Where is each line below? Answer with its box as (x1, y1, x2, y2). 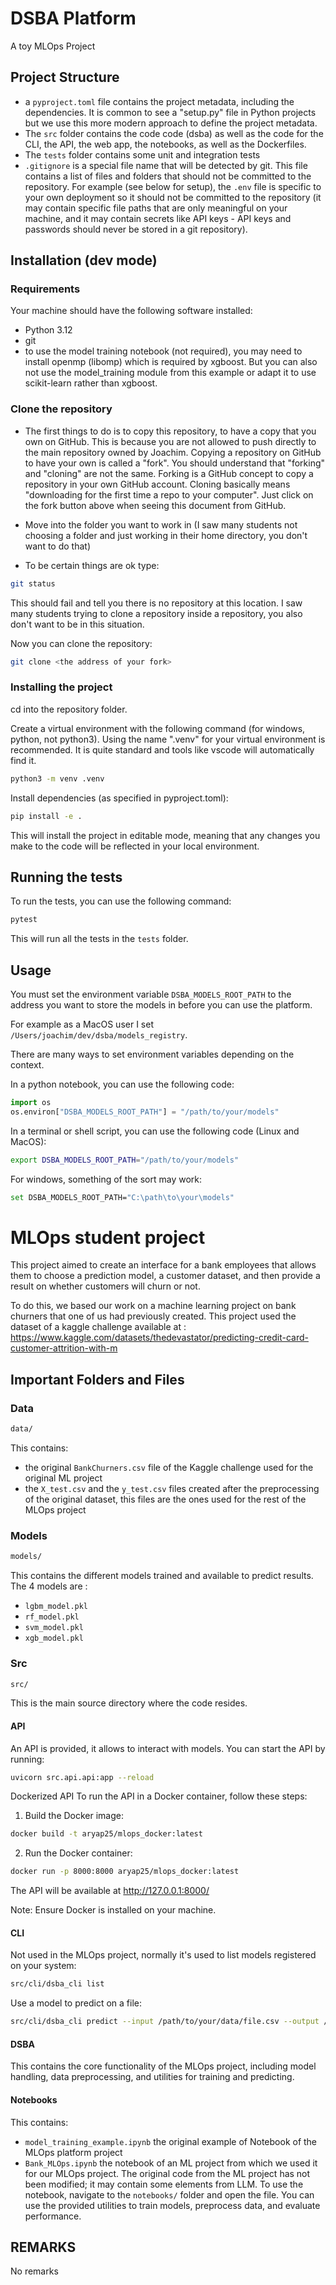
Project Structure (10, 69, 120, 86)
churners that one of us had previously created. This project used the (10, 1310, 297, 1322)
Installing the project (10, 680, 113, 694)
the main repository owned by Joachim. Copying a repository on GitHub (24, 446, 322, 458)
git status (10, 578, 56, 589)
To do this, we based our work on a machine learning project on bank (10, 1300, 297, 1312)
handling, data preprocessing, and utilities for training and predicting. (10, 2071, 295, 2083)
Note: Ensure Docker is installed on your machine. (10, 1904, 217, 1916)
